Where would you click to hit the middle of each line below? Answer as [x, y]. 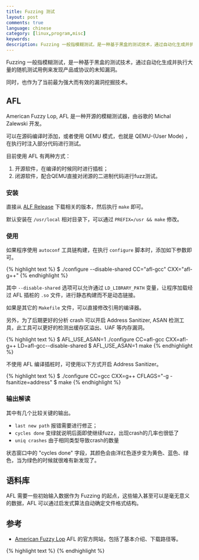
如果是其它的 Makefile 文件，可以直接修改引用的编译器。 [76, 307]
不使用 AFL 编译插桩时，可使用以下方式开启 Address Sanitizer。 [84, 364]
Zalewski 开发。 [25, 123]
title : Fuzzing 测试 [31, 12]
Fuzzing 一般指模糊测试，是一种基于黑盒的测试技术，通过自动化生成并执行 [97, 62]
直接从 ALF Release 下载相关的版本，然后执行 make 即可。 [76, 206]
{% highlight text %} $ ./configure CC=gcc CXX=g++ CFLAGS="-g [87, 376]
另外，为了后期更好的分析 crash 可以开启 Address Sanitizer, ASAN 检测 [93, 321]
